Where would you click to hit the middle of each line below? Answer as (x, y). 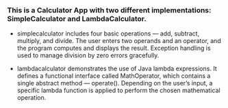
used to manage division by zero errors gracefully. (88, 55)
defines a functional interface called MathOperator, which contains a (114, 76)
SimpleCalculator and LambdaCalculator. (77, 18)
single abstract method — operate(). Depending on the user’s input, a (115, 83)
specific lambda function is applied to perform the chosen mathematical (118, 90)
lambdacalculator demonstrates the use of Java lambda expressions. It (117, 69)
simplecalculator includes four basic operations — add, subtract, (108, 33)
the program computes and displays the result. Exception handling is (114, 48)
